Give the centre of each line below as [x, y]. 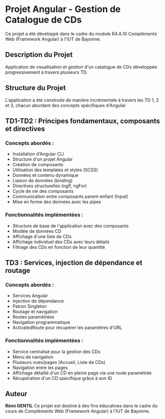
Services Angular [30, 296]
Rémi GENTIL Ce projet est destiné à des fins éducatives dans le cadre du [81, 406]
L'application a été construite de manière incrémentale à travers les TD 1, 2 [82, 100]
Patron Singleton [29, 306]
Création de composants [38, 165]
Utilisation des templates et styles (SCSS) [55, 170]
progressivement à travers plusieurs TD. [46, 72]
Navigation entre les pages [40, 367]
